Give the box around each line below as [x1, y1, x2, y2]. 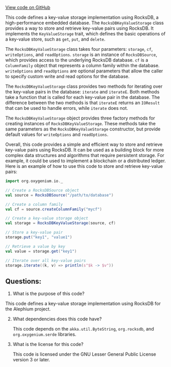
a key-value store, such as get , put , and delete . [5, 36, 106, 42]
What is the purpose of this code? [12, 291, 85, 297]
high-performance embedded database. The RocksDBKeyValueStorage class [5, 20, 164, 26]
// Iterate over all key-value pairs [5, 258, 86, 263]
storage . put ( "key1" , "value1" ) [5, 235, 72, 240]
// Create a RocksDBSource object [5, 187, 80, 193]
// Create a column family [5, 202, 63, 207]
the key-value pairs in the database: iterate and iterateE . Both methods [5, 89, 160, 94]
